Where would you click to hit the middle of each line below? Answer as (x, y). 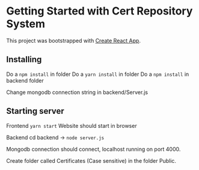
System (26, 24)
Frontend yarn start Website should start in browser (72, 125)
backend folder (25, 80)
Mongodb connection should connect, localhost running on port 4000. (93, 149)
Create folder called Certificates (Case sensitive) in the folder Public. (91, 160)
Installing (24, 59)
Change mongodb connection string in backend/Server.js (77, 92)
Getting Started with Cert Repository (99, 11)
